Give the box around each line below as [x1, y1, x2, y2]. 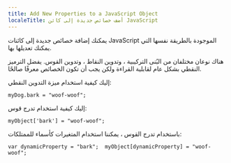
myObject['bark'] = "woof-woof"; [8, 117, 105, 125]
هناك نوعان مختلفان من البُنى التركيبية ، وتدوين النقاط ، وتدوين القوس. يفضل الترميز [8, 57, 224, 65]
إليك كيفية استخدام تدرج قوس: [8, 104, 87, 112]
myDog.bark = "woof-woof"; [8, 92, 87, 99]
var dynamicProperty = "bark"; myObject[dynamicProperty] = [8, 143, 190, 150]
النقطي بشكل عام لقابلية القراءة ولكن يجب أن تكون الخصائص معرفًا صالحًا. [8, 64, 202, 73]
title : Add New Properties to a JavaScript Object [8, 10, 158, 17]
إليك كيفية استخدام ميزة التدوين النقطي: [8, 78, 112, 86]
